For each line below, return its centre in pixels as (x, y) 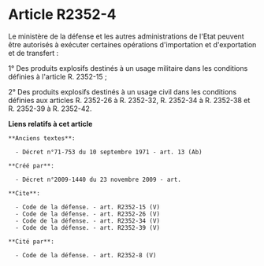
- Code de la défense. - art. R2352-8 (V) (86, 255)
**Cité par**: (32, 242)
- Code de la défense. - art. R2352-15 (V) (87, 207)
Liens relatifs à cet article (50, 124)
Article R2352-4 (62, 15)
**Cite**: (24, 193)
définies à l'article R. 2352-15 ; (58, 76)
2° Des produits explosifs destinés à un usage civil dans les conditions (123, 91)
